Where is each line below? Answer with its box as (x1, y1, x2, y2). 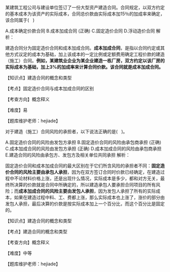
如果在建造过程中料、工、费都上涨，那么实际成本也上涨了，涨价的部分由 (14, 195, 165, 200)
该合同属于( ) (5, 17, 35, 23)
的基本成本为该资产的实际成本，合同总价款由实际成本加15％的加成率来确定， (5, 11, 165, 17)
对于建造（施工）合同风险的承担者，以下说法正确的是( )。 (5, 129, 128, 134)
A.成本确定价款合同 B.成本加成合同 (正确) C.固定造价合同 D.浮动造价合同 (5, 28, 155, 34)
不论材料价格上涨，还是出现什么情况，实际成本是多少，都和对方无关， (14, 175, 160, 181)
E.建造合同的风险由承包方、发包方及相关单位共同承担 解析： (5, 152, 131, 158)
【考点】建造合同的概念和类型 (5, 228, 67, 235)
